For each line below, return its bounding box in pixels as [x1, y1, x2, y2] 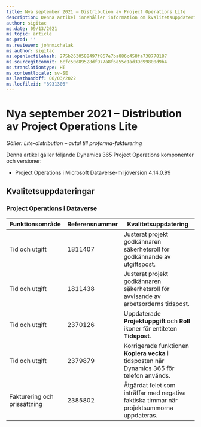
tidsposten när [123, 356, 165, 365]
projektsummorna [123, 404, 173, 412]
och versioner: [6, 157, 42, 165]
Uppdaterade [123, 309, 162, 317]
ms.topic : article [6, 31, 52, 37]
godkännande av [123, 252, 171, 261]
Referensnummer [67, 220, 118, 228]
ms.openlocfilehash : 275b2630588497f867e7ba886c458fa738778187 [6, 53, 167, 59]
